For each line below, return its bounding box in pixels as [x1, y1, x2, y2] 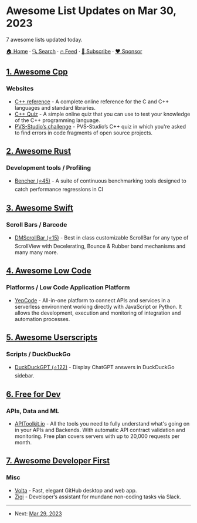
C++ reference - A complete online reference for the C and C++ [14, 98, 169, 105]
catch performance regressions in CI [14, 186, 104, 193]
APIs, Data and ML [6, 407, 60, 415]
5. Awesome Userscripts [6, 333, 98, 343]
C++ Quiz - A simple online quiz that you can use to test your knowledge [14, 110, 191, 117]
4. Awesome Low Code [6, 266, 91, 276]
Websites [6, 85, 34, 93]
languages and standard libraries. [14, 104, 96, 111]
